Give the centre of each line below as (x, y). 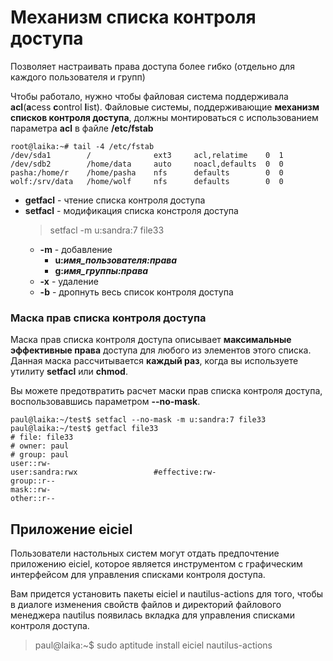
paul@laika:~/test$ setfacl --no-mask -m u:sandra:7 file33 (138, 420)
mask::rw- (31, 490)
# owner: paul (40, 446)
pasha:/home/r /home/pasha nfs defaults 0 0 (147, 172)
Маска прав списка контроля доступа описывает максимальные (151, 340)
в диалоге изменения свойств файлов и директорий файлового (146, 605)
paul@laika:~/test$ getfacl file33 (84, 429)
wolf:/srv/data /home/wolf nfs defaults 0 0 (147, 181)
